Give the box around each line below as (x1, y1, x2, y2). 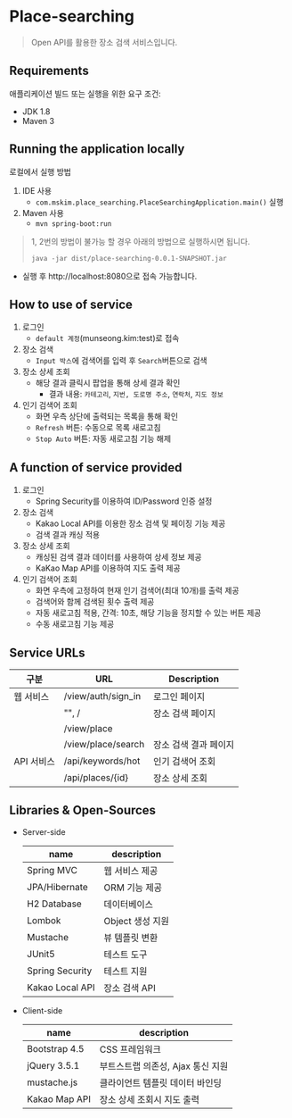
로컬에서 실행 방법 (9, 166, 71, 177)
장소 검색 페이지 (152, 707, 216, 720)
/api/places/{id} (63, 772, 129, 783)
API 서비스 (13, 755, 56, 767)
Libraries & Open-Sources (9, 803, 157, 818)
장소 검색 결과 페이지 (152, 738, 235, 751)
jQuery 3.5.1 (26, 1059, 80, 1072)
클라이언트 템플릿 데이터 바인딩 (99, 1076, 223, 1089)
